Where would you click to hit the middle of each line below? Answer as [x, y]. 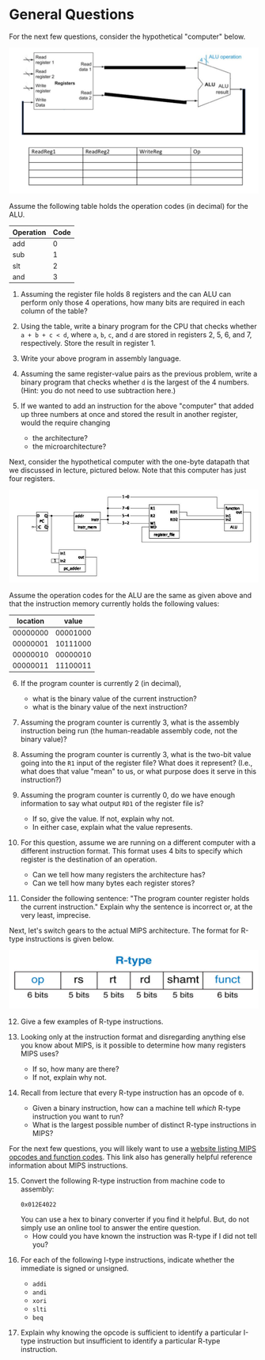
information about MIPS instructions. [69, 1165]
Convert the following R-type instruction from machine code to [123, 1181]
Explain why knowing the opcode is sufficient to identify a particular [131, 1333]
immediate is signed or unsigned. [74, 1268]
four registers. [32, 479]
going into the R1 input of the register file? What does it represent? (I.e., [136, 763]
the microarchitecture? [69, 447]
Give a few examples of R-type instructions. [92, 1021]
